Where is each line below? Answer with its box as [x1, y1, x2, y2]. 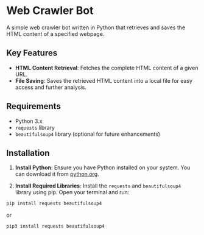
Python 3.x [15, 117, 43, 125]
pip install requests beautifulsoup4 [6, 200, 102, 207]
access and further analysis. [15, 83, 86, 91]
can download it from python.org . [15, 170, 99, 178]
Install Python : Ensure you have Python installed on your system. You [15, 164, 191, 171]
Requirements [6, 101, 61, 111]
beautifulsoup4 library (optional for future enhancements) [15, 130, 160, 138]
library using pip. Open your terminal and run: [15, 189, 130, 196]
